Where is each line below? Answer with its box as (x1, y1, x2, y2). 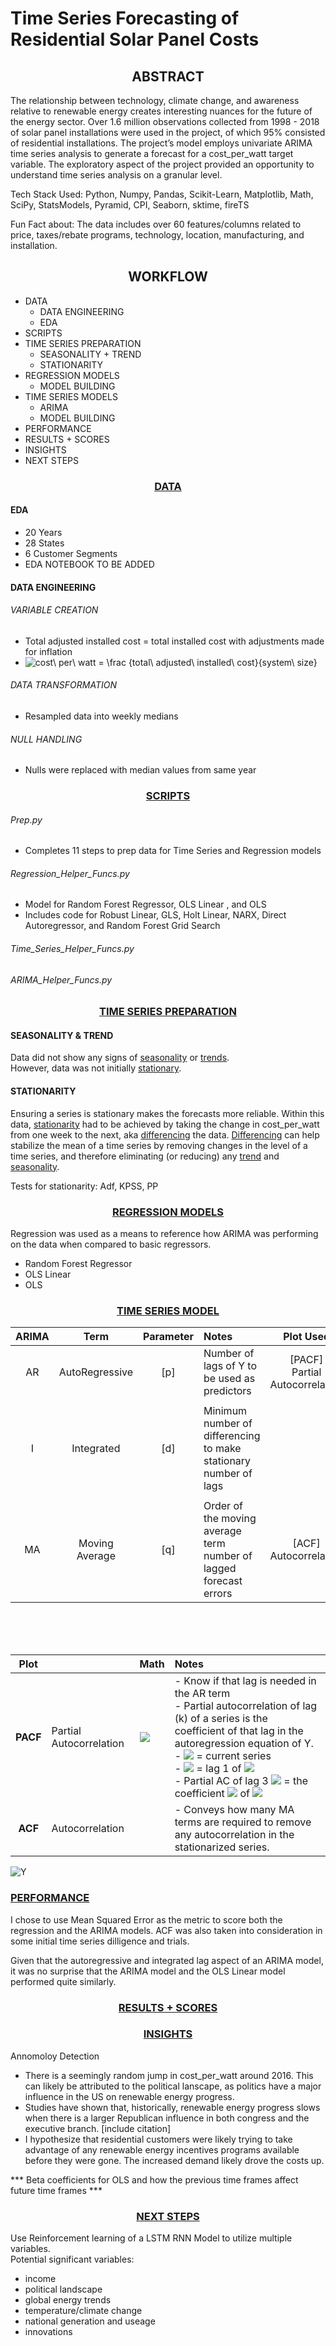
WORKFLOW (128, 268, 208, 286)
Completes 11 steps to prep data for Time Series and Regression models (24, 845, 322, 857)
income (24, 2273, 57, 2285)
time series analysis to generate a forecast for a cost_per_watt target (10, 148, 294, 159)
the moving (203, 1512, 257, 1526)
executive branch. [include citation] (24, 2122, 172, 2134)
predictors (203, 1384, 252, 1398)
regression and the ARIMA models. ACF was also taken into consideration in (10, 1924, 323, 1936)
